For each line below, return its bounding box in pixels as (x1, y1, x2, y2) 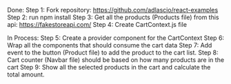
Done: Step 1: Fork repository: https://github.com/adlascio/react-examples (7, 6, 219, 14)
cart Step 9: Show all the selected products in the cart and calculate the (7, 63, 211, 71)
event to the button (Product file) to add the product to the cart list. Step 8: (7, 48, 219, 56)
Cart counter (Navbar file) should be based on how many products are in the (7, 56, 225, 64)
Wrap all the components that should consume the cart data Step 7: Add (7, 41, 212, 49)
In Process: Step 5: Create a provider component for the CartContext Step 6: (7, 34, 225, 42)
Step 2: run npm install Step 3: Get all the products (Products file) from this (7, 13, 219, 21)
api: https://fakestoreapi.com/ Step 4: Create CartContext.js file (7, 21, 188, 28)
